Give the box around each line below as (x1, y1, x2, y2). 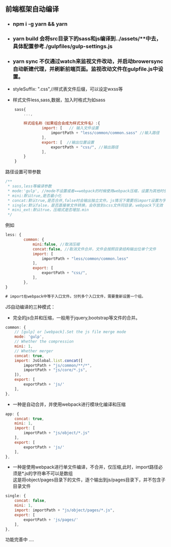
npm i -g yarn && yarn (12, 20, 68, 28)
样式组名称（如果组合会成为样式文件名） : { (23, 121, 100, 126)
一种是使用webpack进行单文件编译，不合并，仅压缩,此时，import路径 (12, 464, 159, 470)
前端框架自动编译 (5, 5, 59, 14)
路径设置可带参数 (5, 169, 41, 175)
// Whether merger (14, 348, 53, 354)
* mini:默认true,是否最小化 (7, 193, 62, 198)
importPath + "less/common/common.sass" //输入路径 (50, 130, 160, 135)
